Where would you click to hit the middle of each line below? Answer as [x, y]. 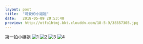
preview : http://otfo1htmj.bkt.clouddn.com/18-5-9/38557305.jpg [72, 23]
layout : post [18, 9]
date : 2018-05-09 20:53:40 [35, 18]
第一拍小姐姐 [18, 37]
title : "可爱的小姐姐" [27, 14]
